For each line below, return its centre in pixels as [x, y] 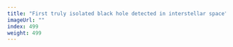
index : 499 [23, 26]
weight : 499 [24, 33]
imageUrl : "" [26, 20]
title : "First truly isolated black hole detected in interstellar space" [118, 13]
